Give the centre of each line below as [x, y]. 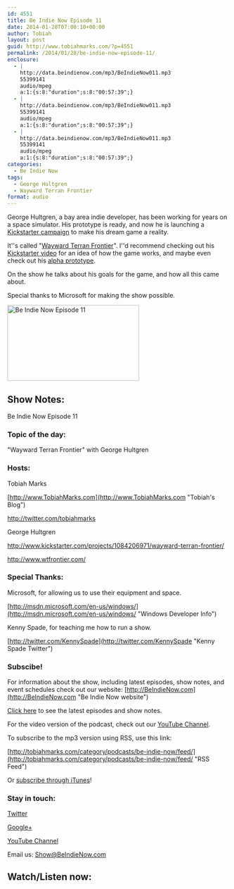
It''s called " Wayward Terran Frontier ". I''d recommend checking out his [111, 246]
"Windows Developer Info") [177, 614]
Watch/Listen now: [50, 877]
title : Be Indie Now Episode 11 [54, 20]
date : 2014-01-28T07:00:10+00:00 [56, 27]
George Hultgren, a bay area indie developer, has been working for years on [117, 217]
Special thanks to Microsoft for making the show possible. [91, 296]
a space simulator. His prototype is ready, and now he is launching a [106, 225]
